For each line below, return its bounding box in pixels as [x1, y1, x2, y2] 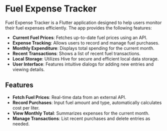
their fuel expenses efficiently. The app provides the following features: [5, 24, 152, 30]
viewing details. [12, 66, 45, 72]
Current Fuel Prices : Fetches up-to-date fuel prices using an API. [12, 34, 147, 40]
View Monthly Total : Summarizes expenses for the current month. [12, 110, 149, 116]
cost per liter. [12, 104, 40, 110]
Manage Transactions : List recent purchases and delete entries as [12, 115, 150, 121]
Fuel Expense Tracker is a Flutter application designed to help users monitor [5, 19, 162, 25]
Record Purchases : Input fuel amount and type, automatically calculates [12, 99, 162, 105]
